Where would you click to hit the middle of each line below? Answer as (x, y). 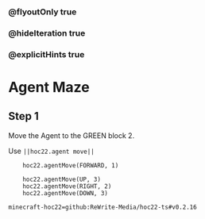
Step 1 (24, 116)
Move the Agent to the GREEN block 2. (72, 135)
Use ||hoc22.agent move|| (52, 151)
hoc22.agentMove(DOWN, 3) (66, 193)
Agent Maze (49, 87)
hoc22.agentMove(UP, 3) (62, 179)
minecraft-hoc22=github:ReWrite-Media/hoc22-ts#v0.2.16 (102, 207)
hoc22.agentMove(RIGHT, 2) (67, 186)
